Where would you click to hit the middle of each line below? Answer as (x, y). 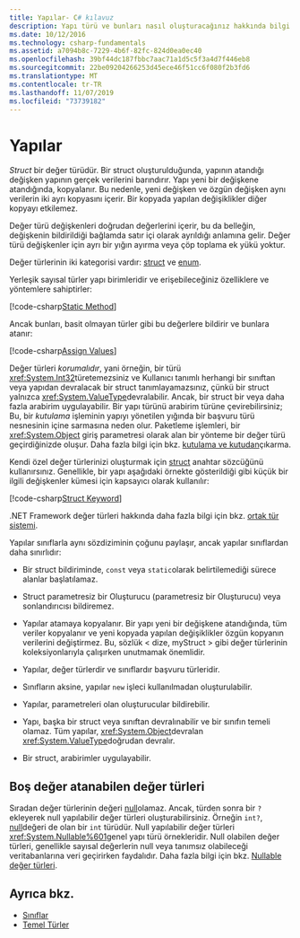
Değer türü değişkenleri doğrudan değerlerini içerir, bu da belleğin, (133, 226)
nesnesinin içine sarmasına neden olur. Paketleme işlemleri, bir (125, 425)
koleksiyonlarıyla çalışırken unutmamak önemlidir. (114, 653)
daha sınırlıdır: (35, 552)
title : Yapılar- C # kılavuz (62, 18)
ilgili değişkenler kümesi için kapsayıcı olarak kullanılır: (109, 481)
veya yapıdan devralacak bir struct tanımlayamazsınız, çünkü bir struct (139, 388)
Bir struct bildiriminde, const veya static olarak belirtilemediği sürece (149, 570)
